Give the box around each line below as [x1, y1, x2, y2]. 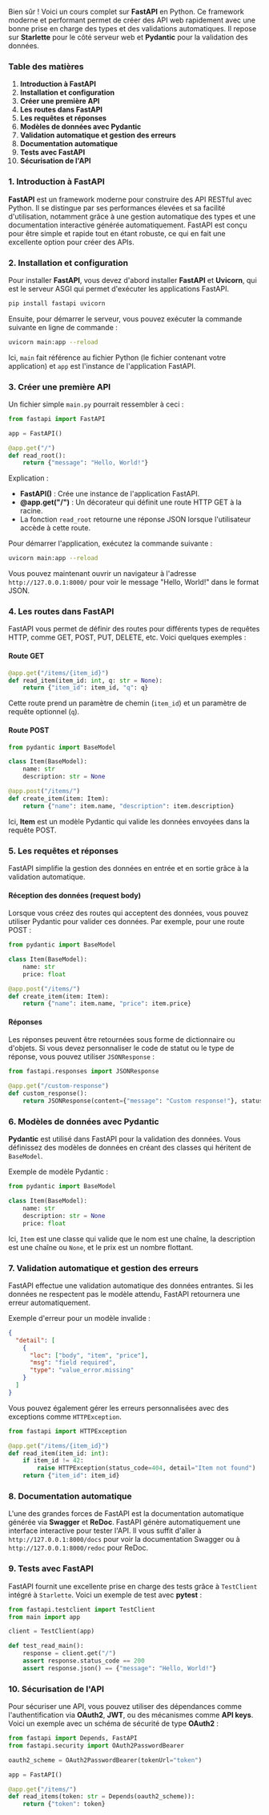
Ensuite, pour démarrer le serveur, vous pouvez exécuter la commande [8, 313, 243, 324]
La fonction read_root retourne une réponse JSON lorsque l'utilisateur [19, 514, 251, 525]
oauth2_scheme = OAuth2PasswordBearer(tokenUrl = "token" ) [8, 1756, 203, 1764]
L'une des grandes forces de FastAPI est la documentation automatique [8, 1509, 244, 1519]
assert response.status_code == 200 [22, 1657, 146, 1666]
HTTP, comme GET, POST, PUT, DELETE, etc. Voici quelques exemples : [8, 632, 247, 642]
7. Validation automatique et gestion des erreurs [8, 1262, 199, 1273]
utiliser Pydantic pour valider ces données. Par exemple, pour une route [8, 917, 245, 926]
